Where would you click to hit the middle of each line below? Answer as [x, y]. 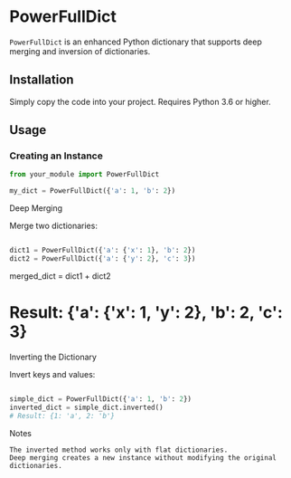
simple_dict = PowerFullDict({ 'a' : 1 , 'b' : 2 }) [101, 399]
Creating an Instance [56, 156]
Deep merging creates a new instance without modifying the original [143, 458]
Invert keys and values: [52, 374]
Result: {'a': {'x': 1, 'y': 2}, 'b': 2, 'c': [146, 313]
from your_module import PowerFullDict [84, 175]
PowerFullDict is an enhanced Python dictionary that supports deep [136, 42]
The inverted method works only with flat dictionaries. [119, 450]
